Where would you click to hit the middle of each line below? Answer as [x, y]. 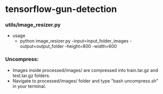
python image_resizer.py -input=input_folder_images [74, 41]
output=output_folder [42, 46]
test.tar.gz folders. [31, 75]
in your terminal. [29, 86]
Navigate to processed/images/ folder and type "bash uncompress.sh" [85, 80]
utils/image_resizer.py [33, 25]
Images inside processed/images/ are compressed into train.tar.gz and [85, 70]
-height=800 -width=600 [91, 46]
